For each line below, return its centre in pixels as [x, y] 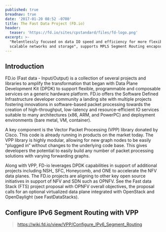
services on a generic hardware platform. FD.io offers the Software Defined [82, 94]
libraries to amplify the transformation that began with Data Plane [72, 83]
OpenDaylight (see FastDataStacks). [42, 197]
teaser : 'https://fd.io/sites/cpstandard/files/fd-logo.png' [74, 33]
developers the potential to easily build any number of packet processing [80, 151]
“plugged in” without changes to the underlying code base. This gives [76, 146]
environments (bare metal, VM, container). [48, 120]
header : [13, 28]
